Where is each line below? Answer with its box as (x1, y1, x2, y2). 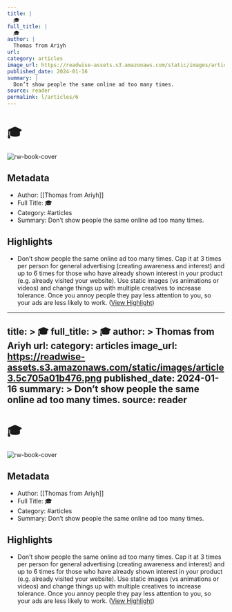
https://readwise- (7, 351, 86, 362)
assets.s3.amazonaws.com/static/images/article (7, 361, 224, 373)
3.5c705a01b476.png (7, 372, 102, 384)
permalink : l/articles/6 (7, 94, 79, 101)
